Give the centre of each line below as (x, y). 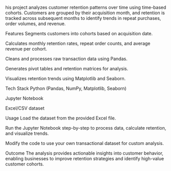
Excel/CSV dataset (25, 108)
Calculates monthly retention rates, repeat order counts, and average (78, 43)
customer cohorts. (25, 164)
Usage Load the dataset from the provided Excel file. (61, 118)
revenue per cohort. (26, 49)
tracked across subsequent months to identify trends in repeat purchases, (83, 18)
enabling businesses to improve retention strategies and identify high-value (85, 158)
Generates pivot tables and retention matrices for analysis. (67, 69)
